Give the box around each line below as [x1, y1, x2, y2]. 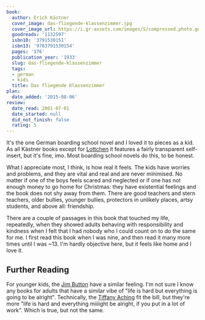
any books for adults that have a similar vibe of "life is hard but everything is [6, 287, 198, 294]
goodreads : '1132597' [12, 32, 67, 38]
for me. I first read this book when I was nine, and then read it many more [6, 234, 191, 241]
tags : [12, 65, 26, 72]
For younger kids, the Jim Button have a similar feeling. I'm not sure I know [6, 280, 194, 288]
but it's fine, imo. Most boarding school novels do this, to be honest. [23, 152, 195, 159]
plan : [6, 88, 20, 94]
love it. [6, 247, 23, 254]
